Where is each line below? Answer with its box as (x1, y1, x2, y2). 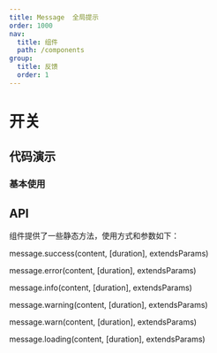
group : (9, 54, 34, 63)
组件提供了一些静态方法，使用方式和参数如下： (9, 231, 179, 242)
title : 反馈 (17, 63, 59, 72)
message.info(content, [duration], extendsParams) (9, 282, 192, 293)
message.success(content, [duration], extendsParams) (9, 249, 209, 259)
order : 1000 (9, 21, 53, 30)
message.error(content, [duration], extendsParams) (9, 265, 197, 276)
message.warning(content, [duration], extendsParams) (9, 300, 209, 311)
